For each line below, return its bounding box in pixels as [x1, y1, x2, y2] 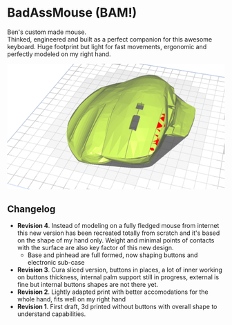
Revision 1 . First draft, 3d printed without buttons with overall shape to [17, 303, 217, 311]
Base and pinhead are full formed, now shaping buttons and [27, 251, 198, 259]
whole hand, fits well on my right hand [17, 295, 126, 304]
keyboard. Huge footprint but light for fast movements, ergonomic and [7, 42, 207, 51]
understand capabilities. [17, 310, 86, 318]
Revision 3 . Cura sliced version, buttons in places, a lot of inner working [17, 265, 222, 274]
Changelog [7, 203, 56, 215]
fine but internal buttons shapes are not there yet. [17, 281, 159, 289]
